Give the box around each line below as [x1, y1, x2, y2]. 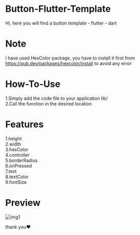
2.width [5, 141, 21, 147]
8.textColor [5, 174, 29, 180]
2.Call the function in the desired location [5, 100, 92, 106]
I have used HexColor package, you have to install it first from [5, 55, 135, 61]
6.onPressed [5, 162, 32, 169]
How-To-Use [5, 78, 61, 90]
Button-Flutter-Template [5, 3, 111, 15]
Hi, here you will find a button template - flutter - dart [5, 20, 117, 26]
